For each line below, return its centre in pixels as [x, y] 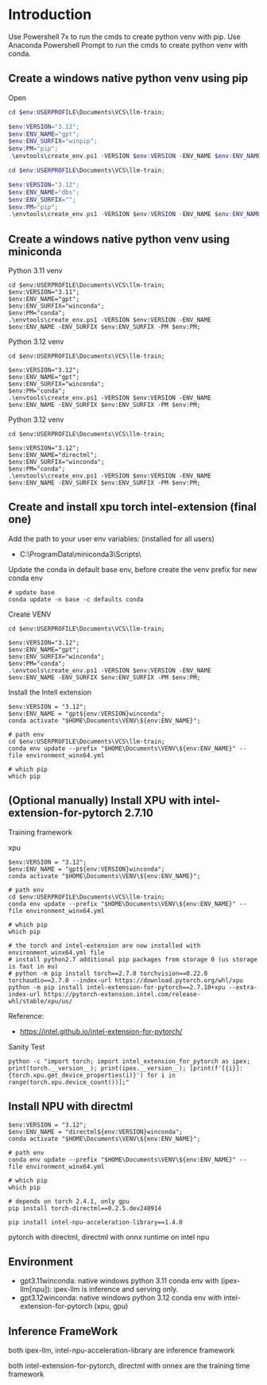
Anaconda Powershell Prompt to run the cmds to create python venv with [128, 44]
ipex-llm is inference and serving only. [116, 1290]
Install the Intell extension [50, 692]
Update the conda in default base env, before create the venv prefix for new [133, 569]
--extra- [243, 987]
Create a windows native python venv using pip [128, 78]
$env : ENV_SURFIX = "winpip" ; [53, 141]
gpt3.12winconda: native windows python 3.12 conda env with [121, 1298]
